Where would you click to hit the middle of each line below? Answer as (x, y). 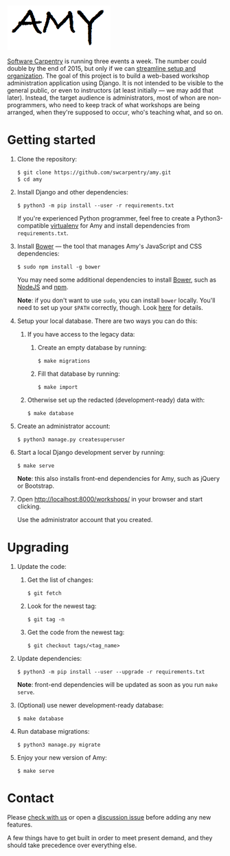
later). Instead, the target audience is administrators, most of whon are (107, 98)
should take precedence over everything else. (72, 845)
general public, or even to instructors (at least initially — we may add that (111, 90)
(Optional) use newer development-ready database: (90, 705)
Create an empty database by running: (92, 347)
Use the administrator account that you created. (85, 519)
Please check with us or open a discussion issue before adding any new (109, 817)
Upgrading (38, 548)
